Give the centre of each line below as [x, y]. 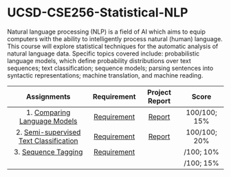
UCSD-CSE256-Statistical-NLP [98, 13]
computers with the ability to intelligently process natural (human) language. [115, 38]
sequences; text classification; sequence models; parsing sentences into [110, 68]
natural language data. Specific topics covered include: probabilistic [103, 54]
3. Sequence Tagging [48, 152]
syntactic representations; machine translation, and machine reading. [105, 75]
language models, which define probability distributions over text [99, 60]
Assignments [48, 96]
